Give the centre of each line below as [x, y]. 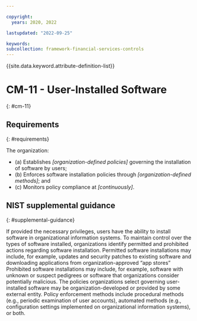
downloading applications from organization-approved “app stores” [88, 262]
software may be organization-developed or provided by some [104, 288]
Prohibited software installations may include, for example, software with [95, 269]
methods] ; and [33, 180]
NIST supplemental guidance [61, 205]
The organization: [28, 150]
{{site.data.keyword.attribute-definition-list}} [61, 66]
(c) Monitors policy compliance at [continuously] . [75, 187]
